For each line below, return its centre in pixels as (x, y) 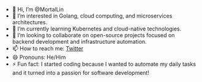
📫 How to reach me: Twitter (48, 48)
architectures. (30, 22)
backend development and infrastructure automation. (79, 42)
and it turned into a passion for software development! (81, 73)
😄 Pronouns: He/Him (39, 57)
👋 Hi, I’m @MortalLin (38, 9)
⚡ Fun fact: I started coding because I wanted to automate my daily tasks (104, 64)
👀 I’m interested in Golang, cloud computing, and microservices (92, 16)
